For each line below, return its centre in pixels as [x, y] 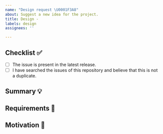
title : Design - [22, 19]
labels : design [21, 24]
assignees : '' [20, 28]
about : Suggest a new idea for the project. [52, 14]
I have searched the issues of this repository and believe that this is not [85, 70]
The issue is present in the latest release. [54, 65]
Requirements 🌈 [30, 108]
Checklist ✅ [24, 53]
